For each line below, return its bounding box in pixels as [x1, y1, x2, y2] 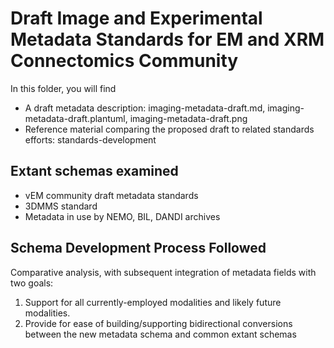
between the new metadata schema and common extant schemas [24, 328, 297, 340]
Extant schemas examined [10, 163, 179, 180]
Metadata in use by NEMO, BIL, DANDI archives [24, 210, 221, 222]
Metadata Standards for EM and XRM [10, 28, 325, 51]
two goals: [10, 277, 54, 289]
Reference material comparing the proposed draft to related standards [24, 123, 315, 135]
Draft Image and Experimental [10, 7, 263, 30]
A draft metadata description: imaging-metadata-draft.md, [24, 102, 266, 114]
